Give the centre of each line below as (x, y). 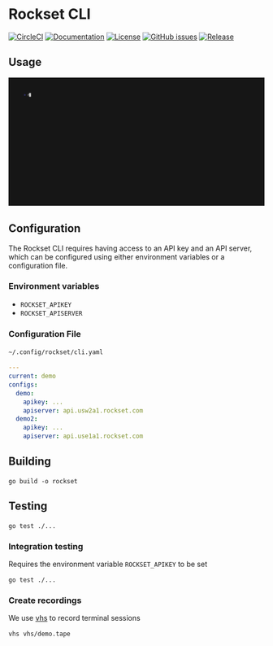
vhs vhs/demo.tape (39, 634)
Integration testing (46, 546)
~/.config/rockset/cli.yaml (56, 352)
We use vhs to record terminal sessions (74, 618)
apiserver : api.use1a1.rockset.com (83, 436)
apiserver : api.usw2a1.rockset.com (83, 410)
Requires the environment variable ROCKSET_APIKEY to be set (108, 564)
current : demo (32, 376)
